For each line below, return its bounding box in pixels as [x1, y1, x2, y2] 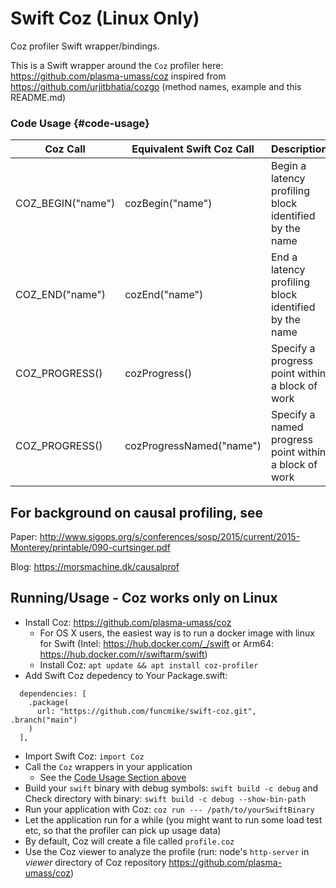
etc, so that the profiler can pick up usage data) [24, 824, 222, 836]
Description [270, 142, 328, 156]
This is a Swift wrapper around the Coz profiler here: [10, 59, 224, 71]
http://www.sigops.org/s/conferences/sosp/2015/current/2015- [39, 531, 301, 543]
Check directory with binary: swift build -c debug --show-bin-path [24, 792, 307, 804]
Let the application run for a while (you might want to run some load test [24, 813, 323, 826]
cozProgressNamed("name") [124, 439, 262, 453]
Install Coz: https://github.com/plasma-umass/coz [24, 616, 232, 628]
